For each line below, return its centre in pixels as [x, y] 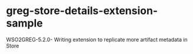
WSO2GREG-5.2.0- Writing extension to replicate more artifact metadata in [97, 39]
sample [24, 23]
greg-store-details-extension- [82, 11]
